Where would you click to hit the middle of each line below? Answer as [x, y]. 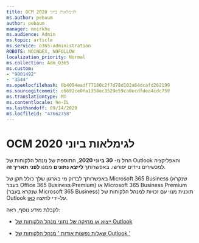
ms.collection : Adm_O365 [38, 63]
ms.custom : [20, 68]
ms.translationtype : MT [37, 97]
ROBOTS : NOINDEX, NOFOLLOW [40, 52]
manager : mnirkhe [28, 29]
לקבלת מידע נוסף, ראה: [33, 210]
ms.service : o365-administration [49, 46]
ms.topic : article [30, 40]
